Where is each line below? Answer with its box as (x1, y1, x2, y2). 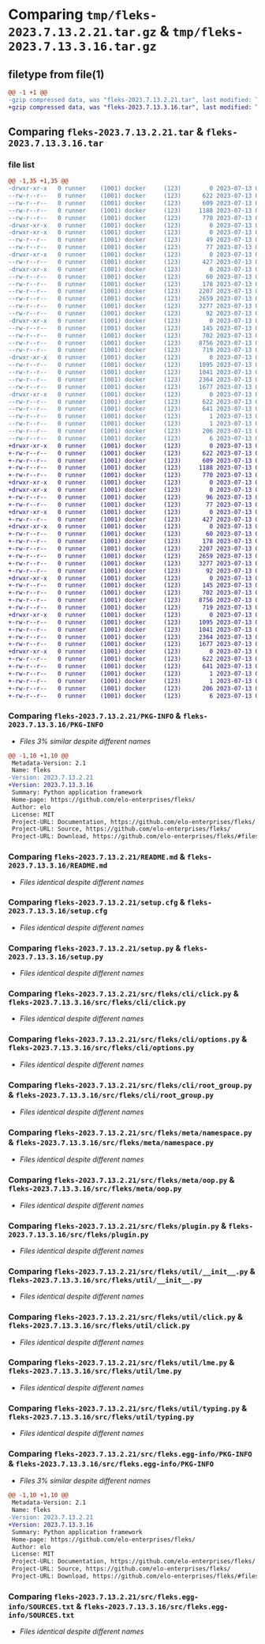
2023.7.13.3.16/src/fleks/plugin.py (8, 1230, 149, 1239)
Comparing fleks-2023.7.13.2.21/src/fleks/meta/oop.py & (8, 1174, 235, 1185)
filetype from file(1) (8, 67, 105, 81)
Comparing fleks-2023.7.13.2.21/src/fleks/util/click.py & (8, 1311, 243, 1322)
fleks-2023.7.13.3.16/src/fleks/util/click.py (8, 1321, 191, 1330)
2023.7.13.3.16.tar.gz (8, 40, 157, 55)
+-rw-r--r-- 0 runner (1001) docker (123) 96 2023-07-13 (8, 493, 252, 501)
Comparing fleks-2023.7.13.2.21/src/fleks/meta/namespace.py (8, 1127, 252, 1138)
